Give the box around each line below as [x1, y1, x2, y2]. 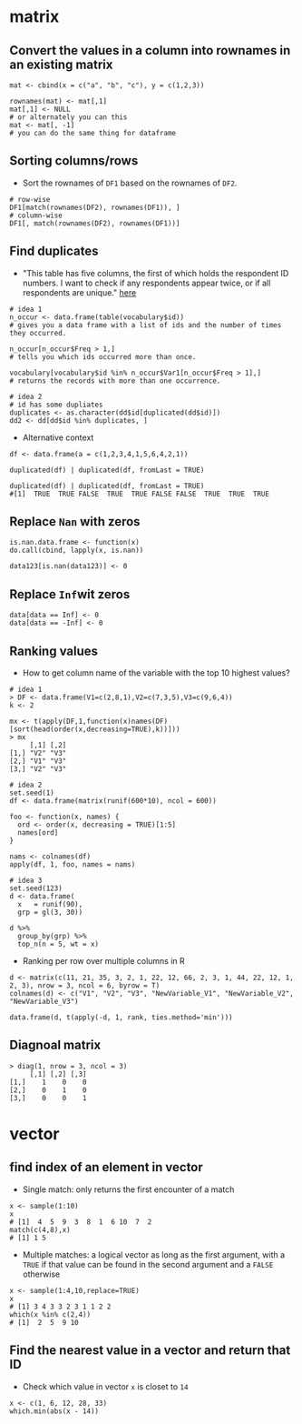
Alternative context [22, 432, 94, 443]
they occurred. [9, 328, 67, 337]
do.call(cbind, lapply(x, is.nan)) [9, 546, 144, 556]
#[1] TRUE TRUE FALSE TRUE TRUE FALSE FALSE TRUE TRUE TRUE [9, 489, 270, 498]
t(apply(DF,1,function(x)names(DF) [33, 717, 169, 727]
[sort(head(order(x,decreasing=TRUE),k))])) [9, 725, 180, 734]
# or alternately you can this [9, 113, 128, 122]
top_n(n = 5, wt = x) [17, 939, 100, 949]
